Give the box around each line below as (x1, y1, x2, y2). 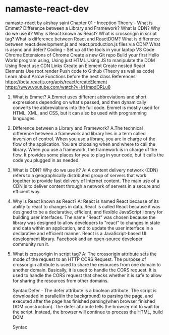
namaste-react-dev (5, 3, 89, 15)
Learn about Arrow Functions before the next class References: (5, 73, 137, 79)
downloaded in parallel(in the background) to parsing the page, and (12, 293, 153, 299)
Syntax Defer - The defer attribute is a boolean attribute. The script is (12, 287, 157, 293)
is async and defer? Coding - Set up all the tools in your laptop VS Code (5, 46, 155, 52)
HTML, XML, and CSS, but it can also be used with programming (12, 109, 147, 116)
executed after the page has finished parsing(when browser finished (12, 298, 155, 304)
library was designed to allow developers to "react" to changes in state (12, 219, 160, 226)
